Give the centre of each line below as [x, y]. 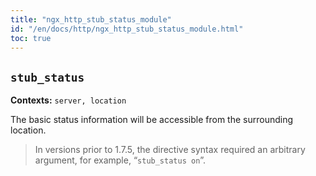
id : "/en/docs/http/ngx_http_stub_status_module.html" [127, 29]
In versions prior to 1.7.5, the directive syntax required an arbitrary [170, 150]
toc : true [31, 38]
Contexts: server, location [68, 100]
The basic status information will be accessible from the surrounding [152, 120]
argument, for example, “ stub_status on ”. [120, 160]
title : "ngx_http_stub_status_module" [91, 19]
